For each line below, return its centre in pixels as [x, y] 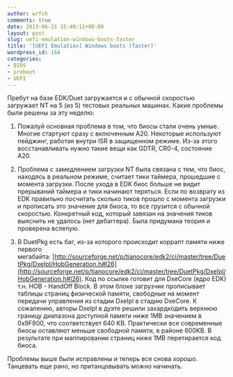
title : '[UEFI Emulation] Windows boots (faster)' [82, 46]
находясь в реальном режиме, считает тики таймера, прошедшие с [119, 177]
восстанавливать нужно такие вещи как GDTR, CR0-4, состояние [114, 149]
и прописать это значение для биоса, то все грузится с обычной [113, 207]
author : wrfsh [28, 14]
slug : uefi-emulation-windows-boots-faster [71, 40]
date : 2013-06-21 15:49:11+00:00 [56, 26]
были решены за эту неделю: [51, 113]
